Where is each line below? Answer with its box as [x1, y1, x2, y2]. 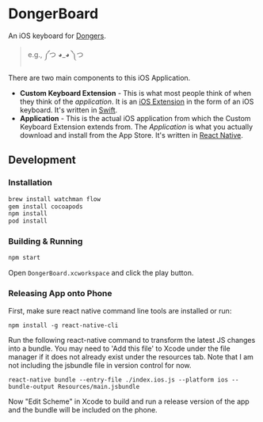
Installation [8, 177, 53, 188]
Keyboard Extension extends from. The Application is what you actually [19, 122, 253, 131]
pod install [8, 217, 48, 226]
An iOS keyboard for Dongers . [8, 31, 107, 40]
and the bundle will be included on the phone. [8, 405, 158, 414]
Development [8, 154, 77, 167]
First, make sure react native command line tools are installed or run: [8, 306, 232, 315]
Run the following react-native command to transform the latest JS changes [8, 335, 256, 344]
